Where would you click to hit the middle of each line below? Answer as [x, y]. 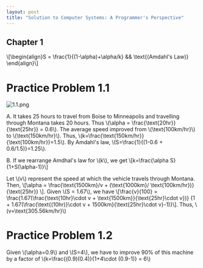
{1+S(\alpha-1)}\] [27, 167]
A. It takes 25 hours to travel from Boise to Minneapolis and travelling [93, 117]
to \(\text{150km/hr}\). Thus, [42, 136]
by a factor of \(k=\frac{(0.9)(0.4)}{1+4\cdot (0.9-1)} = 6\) [79, 259]
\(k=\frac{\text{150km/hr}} [111, 136]
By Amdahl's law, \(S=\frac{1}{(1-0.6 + [115, 142]
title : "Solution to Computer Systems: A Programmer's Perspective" [95, 18]
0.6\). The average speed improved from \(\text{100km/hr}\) [120, 129]
